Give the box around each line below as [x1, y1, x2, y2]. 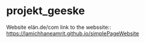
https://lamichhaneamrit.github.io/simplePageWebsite [6, 29, 140, 37]
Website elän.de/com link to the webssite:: [6, 24, 111, 31]
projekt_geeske [6, 4, 85, 18]
